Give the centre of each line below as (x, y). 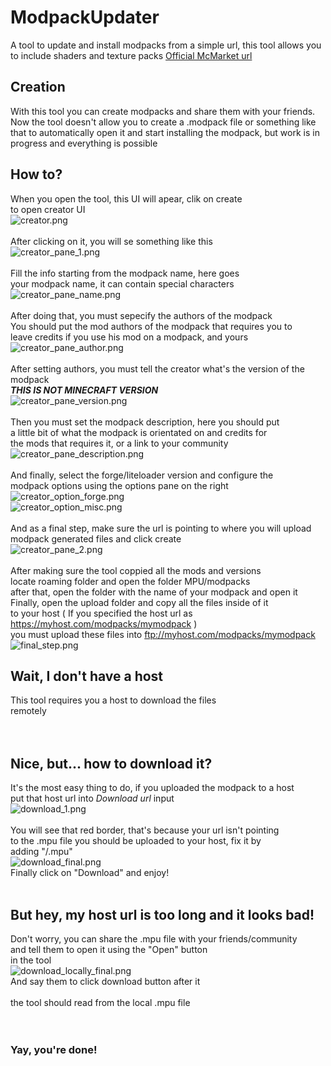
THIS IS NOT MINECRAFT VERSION (84, 390)
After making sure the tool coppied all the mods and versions (136, 570)
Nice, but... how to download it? (111, 763)
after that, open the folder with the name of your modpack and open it (154, 592)
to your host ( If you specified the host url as (101, 613)
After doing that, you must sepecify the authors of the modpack (141, 315)
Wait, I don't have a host (87, 676)
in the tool (31, 960)
